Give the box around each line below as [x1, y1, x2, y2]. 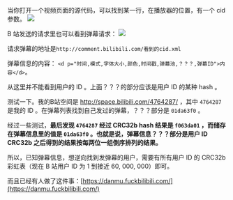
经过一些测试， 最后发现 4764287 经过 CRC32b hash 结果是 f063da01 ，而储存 [7, 121, 226, 129]
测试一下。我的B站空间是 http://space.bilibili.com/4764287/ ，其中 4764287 [7, 98, 222, 106]
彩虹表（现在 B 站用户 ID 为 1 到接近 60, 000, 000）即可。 [7, 162, 174, 170]
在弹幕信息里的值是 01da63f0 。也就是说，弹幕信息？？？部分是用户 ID [7, 130, 208, 138]
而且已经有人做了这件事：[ [7, 177, 84, 185]
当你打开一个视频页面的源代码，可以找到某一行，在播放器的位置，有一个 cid [7, 6, 225, 14]
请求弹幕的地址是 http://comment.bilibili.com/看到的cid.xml [7, 45, 181, 52]
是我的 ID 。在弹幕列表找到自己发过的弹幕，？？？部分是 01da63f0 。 [7, 107, 204, 114]
